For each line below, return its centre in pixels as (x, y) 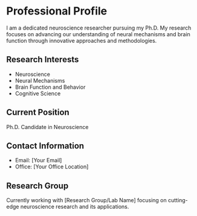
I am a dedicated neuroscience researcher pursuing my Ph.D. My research (99, 28)
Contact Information (45, 146)
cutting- (178, 200)
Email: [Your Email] (38, 160)
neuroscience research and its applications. (75, 207)
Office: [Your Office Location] (52, 167)
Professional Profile (57, 11)
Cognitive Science (38, 93)
